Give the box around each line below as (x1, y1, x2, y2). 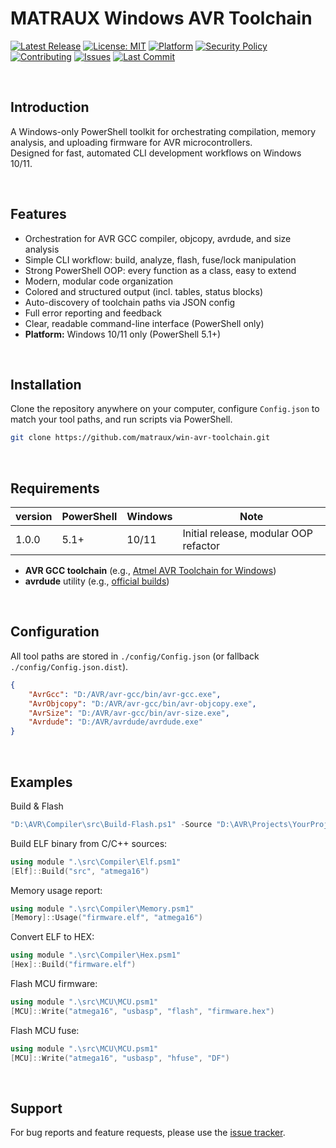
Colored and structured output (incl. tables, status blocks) (24, 285, 264, 297)
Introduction (10, 99, 90, 116)
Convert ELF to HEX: (10, 931, 95, 943)
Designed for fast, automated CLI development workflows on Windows (10, 147, 302, 159)
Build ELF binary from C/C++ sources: (10, 837, 168, 849)
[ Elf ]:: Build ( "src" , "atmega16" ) (10, 866, 150, 876)
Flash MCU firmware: (10, 978, 98, 990)
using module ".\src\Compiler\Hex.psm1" (10, 950, 182, 961)
